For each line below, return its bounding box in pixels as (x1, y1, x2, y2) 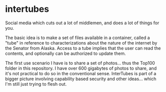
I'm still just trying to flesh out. (5, 81, 67, 87)
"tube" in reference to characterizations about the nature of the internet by (5, 40, 158, 46)
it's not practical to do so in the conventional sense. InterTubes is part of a (5, 70, 157, 76)
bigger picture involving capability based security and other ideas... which (5, 76, 157, 82)
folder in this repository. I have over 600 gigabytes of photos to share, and (5, 65, 157, 71)
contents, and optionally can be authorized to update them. (5, 50, 126, 56)
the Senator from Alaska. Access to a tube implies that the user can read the (5, 45, 161, 51)
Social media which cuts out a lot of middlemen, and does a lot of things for (5, 20, 160, 26)
